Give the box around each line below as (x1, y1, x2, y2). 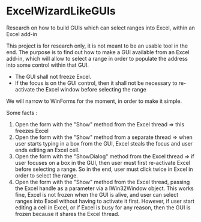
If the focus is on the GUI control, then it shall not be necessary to (14, 79, 178, 87)
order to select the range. (14, 171, 78, 179)
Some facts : (6, 109, 38, 116)
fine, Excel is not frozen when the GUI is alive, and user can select (14, 191, 179, 198)
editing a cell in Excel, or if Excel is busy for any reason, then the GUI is (14, 203, 191, 211)
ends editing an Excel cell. (14, 146, 80, 153)
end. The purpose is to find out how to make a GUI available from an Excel (6, 48, 190, 55)
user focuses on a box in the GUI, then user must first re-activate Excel (14, 159, 191, 166)
